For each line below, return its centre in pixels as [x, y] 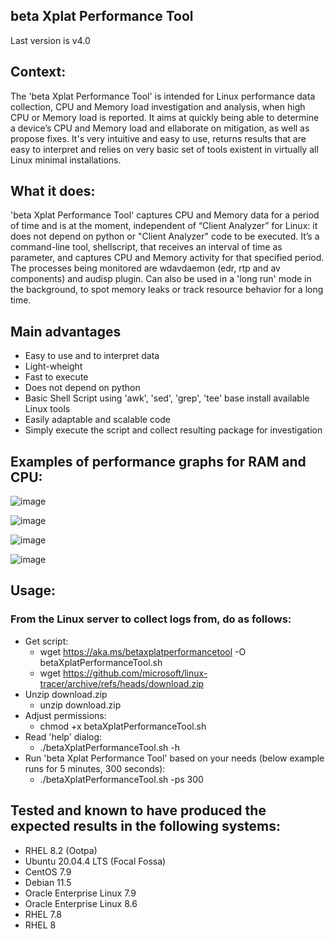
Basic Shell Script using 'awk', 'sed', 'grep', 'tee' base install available [167, 398]
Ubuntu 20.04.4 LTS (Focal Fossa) [95, 861]
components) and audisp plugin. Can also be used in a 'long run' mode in [161, 279]
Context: [38, 72]
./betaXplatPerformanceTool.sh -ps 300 [121, 779]
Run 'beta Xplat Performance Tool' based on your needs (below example [174, 758]
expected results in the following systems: [145, 826]
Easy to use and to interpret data [92, 356]
